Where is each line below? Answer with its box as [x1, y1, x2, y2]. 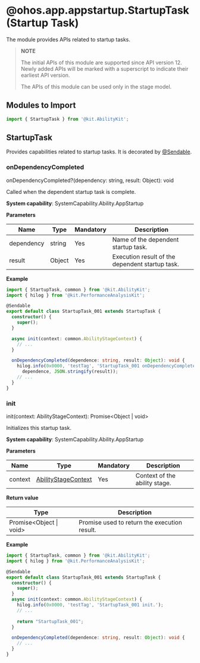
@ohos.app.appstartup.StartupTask [6, 4, 189, 17]
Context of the [135, 472, 176, 480]
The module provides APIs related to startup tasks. [6, 36, 131, 43]
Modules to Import [6, 100, 76, 111]
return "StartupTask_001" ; [17, 618, 84, 624]
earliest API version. [20, 71, 70, 78]
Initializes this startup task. [6, 425, 71, 432]
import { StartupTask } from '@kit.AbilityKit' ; [6, 116, 129, 122]
